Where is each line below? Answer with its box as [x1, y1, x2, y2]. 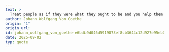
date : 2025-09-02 [5, 35, 42, 40]
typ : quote [5, 40, 28, 45]
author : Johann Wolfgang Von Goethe [5, 16, 82, 21]
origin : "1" [5, 21, 30, 26]
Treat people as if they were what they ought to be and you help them [10, 12, 163, 17]
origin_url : [5, 26, 30, 31]
